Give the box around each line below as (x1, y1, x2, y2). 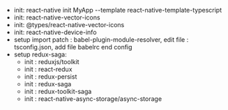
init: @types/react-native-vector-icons (13, 21, 125, 29)
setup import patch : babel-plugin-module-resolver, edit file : (13, 36, 189, 44)
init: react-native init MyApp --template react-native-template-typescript (13, 6, 222, 14)
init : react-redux (24, 65, 73, 73)
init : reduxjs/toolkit (24, 58, 79, 65)
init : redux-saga (24, 80, 72, 88)
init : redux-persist (24, 72, 77, 81)
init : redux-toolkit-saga (24, 87, 92, 95)
